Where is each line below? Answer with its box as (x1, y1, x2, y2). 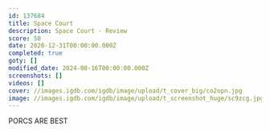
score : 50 (8, 34, 42, 43)
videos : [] (8, 79, 45, 87)
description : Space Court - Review (8, 27, 128, 35)
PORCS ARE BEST (8, 116, 68, 126)
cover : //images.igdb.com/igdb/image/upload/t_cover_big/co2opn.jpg (8, 86, 243, 95)
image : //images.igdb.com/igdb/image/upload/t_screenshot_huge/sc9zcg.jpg (8, 94, 264, 102)
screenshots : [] (8, 72, 63, 80)
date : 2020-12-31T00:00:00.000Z (8, 42, 117, 50)
